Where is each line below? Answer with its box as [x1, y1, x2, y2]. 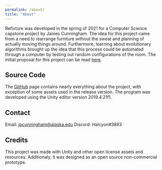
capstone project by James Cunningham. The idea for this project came [5, 30, 150, 36]
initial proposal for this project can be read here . [5, 57, 102, 62]
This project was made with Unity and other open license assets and [5, 148, 143, 155]
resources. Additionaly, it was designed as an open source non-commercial [5, 154, 158, 160]
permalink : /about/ [5, 7, 45, 12]
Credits [5, 136, 28, 144]
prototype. [5, 159, 26, 165]
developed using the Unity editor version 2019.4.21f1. [5, 94, 112, 100]
